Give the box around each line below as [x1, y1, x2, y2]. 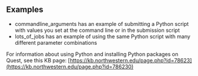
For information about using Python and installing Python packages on [6, 50, 178, 58]
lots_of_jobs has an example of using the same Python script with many [14, 32, 191, 40]
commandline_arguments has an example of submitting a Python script [14, 20, 189, 27]
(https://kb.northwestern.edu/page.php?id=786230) [6, 63, 134, 70]
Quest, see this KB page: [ [6, 57, 70, 64]
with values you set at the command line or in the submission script [14, 27, 180, 34]
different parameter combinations [14, 39, 98, 46]
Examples [6, 5, 43, 15]
